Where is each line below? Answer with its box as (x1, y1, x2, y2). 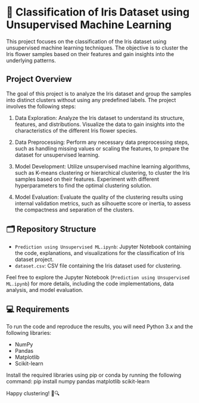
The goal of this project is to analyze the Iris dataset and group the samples (6, 90, 192, 97)
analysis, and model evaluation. (6, 286, 83, 293)
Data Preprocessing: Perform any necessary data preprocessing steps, (14, 139, 189, 146)
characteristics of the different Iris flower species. (14, 127, 138, 134)
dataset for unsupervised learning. (14, 151, 100, 158)
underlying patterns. (6, 57, 57, 64)
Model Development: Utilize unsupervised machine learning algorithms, (14, 162, 191, 170)
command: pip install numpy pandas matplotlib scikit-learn (6, 378, 150, 385)
